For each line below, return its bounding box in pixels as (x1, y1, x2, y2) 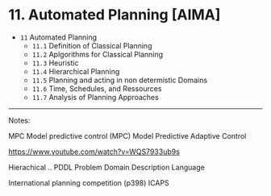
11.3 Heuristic (31, 58, 79, 68)
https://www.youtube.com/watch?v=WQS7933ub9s (8, 147, 180, 156)
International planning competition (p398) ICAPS (8, 177, 169, 187)
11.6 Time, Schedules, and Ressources (31, 83, 162, 94)
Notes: (8, 115, 31, 125)
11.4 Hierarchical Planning (31, 66, 120, 76)
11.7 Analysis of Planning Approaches (31, 92, 159, 102)
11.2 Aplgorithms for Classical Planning (31, 49, 164, 59)
